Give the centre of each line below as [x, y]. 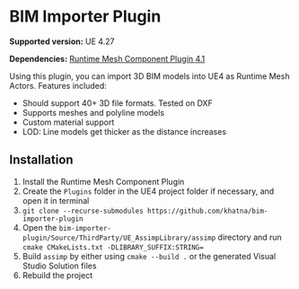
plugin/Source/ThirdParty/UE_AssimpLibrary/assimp [119, 238]
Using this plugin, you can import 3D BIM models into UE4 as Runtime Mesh [149, 76]
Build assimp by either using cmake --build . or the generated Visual [149, 256]
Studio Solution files [59, 266]
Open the [40, 227]
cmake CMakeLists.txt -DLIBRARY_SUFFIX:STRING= [113, 247]
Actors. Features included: [58, 85]
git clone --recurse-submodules [83, 211]
